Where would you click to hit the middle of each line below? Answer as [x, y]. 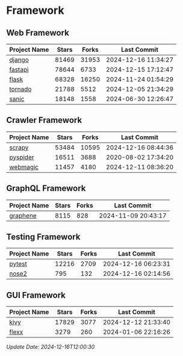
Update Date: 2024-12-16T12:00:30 [51, 347]
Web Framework [38, 33]
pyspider [22, 157]
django [19, 60]
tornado [20, 89]
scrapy [19, 147]
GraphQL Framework [46, 188]
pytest [18, 264]
